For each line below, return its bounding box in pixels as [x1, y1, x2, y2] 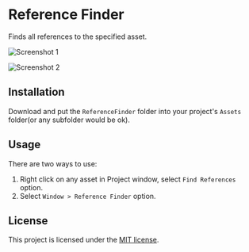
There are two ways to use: [8, 158, 98, 168]
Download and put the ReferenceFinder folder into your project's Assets [8, 106, 242, 116]
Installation [8, 86, 65, 99]
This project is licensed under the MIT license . [8, 235, 159, 245]
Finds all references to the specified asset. [8, 32, 147, 41]
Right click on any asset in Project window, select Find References [19, 174, 236, 184]
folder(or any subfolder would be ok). [8, 115, 131, 124]
